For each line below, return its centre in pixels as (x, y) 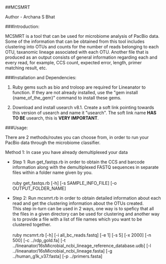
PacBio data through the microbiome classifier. (53, 142)
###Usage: (17, 128)
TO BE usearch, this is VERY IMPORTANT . (55, 118)
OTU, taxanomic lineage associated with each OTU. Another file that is (77, 52)
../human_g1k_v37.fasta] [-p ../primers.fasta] (57, 256)
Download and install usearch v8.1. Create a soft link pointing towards (83, 107)
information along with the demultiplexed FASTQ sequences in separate (85, 167)
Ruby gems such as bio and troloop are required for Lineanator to (79, 87)
